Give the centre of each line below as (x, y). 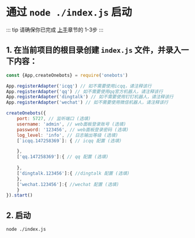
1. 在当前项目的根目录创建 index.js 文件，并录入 (94, 50)
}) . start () (19, 195)
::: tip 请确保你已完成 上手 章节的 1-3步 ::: (55, 30)
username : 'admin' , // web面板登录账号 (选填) (71, 124)
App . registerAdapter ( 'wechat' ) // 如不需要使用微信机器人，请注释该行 (87, 102)
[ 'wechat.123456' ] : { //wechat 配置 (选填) (68, 184)
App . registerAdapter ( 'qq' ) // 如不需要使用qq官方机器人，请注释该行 (85, 91)
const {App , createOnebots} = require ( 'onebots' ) (67, 75)
